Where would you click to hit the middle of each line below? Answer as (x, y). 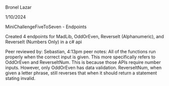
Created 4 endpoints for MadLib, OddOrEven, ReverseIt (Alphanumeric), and (84, 36)
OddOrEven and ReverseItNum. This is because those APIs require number (83, 62)
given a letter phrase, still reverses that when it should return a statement (81, 73)
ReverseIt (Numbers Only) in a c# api (44, 42)
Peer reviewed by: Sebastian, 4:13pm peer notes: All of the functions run (80, 52)
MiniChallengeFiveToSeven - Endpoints (46, 27)
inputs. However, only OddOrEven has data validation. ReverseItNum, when (83, 68)
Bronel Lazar (18, 7)
